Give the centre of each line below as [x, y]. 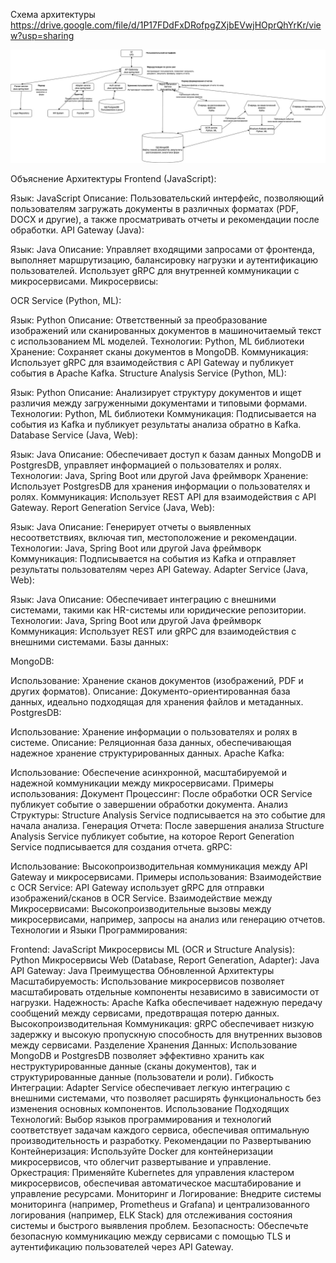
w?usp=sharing [42, 35]
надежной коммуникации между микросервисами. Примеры [142, 783]
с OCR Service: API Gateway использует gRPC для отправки [137, 888]
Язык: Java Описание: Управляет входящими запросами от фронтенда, [163, 250]
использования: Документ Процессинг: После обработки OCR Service [161, 794]
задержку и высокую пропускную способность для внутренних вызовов [166, 1035]
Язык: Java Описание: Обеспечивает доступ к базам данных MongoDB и [166, 455]
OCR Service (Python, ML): [66, 301]
